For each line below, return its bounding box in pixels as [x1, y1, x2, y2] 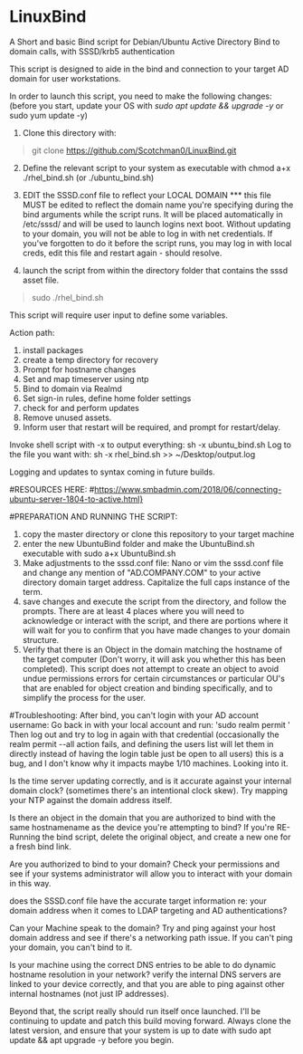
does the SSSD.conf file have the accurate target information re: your [9, 895, 267, 906]
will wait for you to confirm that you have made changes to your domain [22, 625, 291, 636]
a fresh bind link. [9, 840, 72, 852]
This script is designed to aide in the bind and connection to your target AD [9, 63, 289, 74]
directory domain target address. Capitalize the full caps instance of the [22, 577, 291, 588]
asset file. [22, 274, 60, 285]
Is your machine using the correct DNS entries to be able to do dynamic [9, 959, 277, 970]
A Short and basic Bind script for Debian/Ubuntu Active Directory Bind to [9, 36, 280, 47]
